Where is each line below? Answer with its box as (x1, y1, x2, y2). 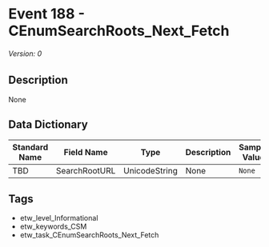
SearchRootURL (55, 165, 116, 176)
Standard (12, 141, 49, 153)
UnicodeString (123, 165, 178, 176)
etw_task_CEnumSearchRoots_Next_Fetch (19, 230, 159, 240)
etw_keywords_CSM (19, 221, 87, 232)
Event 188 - (8, 5, 86, 23)
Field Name (63, 146, 108, 157)
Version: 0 (8, 49, 42, 58)
